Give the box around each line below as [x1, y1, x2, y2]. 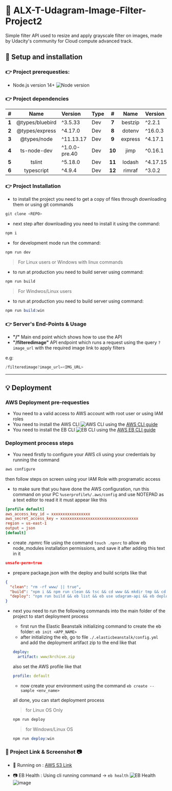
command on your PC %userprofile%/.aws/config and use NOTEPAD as [12, 491, 164, 497]
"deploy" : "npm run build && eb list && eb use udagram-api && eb [10, 594, 155, 599]
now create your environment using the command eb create [20, 682, 147, 689]
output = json [5, 526, 36, 531]
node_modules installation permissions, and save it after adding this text [12, 545, 165, 551]
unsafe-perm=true [5, 560, 42, 565]
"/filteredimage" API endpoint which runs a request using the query [12, 339, 157, 345]
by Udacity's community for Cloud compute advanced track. [5, 38, 133, 44]
